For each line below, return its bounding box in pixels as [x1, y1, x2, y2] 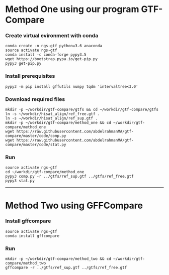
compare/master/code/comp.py [5, 133, 66, 139]
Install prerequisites [5, 73, 55, 80]
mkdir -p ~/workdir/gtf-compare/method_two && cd [5, 256, 112, 261]
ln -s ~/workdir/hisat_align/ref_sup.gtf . [5, 116, 98, 121]
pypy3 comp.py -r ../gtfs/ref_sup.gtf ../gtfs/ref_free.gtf [5, 174, 134, 179]
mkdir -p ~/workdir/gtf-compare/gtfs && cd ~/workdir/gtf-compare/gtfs [5, 107, 158, 112]
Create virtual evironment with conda [5, 32, 99, 39]
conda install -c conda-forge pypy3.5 [5, 52, 87, 57]
